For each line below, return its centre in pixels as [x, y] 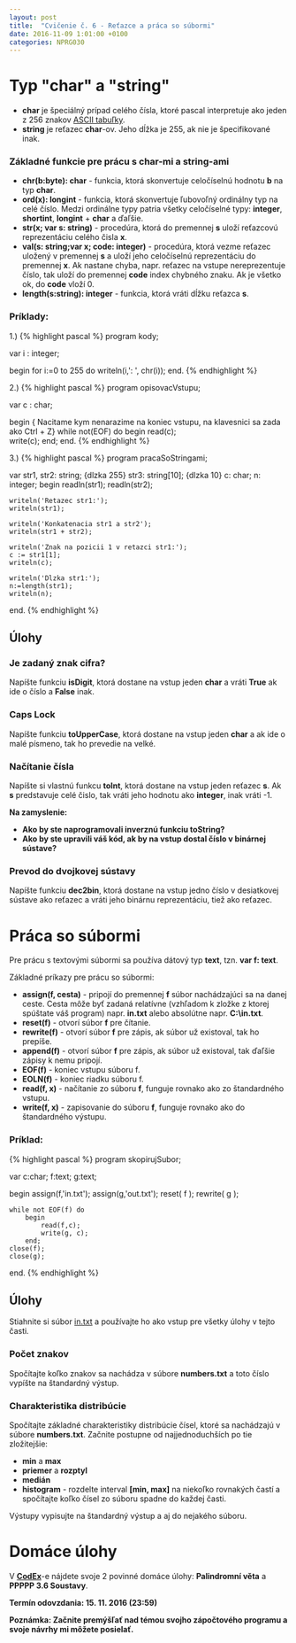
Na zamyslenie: [38, 812]
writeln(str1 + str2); [51, 531]
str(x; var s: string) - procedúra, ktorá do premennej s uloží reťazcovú [150, 228]
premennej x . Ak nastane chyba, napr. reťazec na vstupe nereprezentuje [153, 266]
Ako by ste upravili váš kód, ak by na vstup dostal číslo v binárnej [144, 839]
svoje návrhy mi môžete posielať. [72, 1629]
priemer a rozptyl [55, 1470]
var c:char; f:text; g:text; [53, 1176]
